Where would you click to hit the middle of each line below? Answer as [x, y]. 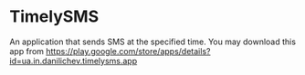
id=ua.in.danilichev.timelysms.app [74, 61]
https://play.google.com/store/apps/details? [128, 51]
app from [26, 51]
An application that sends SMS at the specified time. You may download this [153, 42]
